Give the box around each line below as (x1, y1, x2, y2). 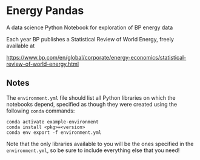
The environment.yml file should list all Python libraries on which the (6, 94, 176, 101)
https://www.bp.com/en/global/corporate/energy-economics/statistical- (6, 54, 187, 61)
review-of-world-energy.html (6, 60, 79, 68)
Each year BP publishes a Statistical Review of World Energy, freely (6, 35, 175, 43)
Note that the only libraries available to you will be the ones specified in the (6, 140, 194, 147)
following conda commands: (6, 107, 75, 114)
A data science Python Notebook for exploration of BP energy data (6, 24, 173, 31)
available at (6, 42, 35, 49)
